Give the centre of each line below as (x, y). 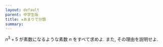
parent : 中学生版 (22, 15)
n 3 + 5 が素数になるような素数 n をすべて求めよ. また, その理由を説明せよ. (82, 39)
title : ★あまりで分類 (26, 19)
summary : (14, 24)
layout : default (22, 10)
